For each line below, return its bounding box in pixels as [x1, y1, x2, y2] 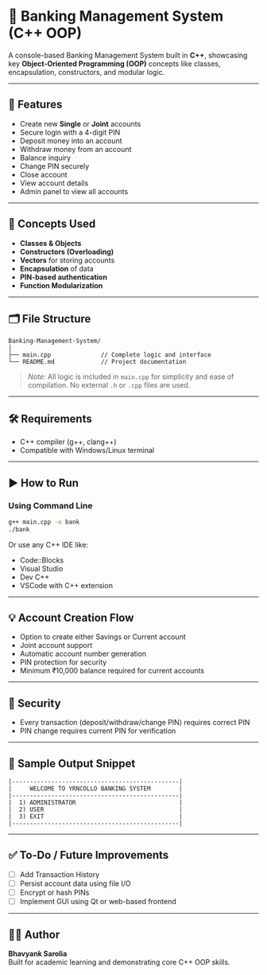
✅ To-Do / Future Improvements [8, 848, 169, 862]
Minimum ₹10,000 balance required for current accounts [19, 666, 205, 676]
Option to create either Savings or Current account [19, 632, 186, 642]
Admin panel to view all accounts [19, 186, 129, 196]
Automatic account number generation [19, 649, 147, 659]
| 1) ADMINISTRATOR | [8, 799, 183, 807]
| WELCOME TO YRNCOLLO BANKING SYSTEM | [8, 785, 183, 793]
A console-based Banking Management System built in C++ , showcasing [8, 50, 248, 60]
